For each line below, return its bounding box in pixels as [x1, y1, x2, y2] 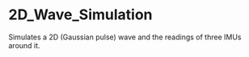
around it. [8, 40, 40, 50]
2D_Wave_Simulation [8, 6, 153, 24]
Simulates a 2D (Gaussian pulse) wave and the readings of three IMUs [8, 32, 242, 42]
